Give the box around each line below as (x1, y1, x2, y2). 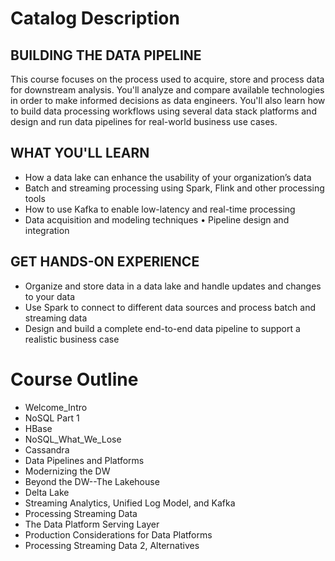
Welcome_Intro (24, 401, 88, 413)
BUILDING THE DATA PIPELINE (10, 47, 202, 64)
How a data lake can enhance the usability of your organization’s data (24, 171, 312, 183)
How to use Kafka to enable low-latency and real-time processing (24, 203, 296, 215)
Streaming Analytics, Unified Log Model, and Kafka (24, 497, 236, 509)
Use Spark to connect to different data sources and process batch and (24, 301, 316, 313)
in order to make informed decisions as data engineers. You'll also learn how (10, 95, 326, 106)
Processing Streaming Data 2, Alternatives (24, 539, 200, 551)
